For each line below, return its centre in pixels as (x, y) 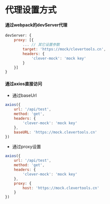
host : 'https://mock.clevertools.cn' (61, 188)
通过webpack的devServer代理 (36, 25)
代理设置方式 (31, 10)
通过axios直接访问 (24, 83)
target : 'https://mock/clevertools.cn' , (64, 50)
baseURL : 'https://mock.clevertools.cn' (55, 132)
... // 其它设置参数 (41, 45)
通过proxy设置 (26, 147)
